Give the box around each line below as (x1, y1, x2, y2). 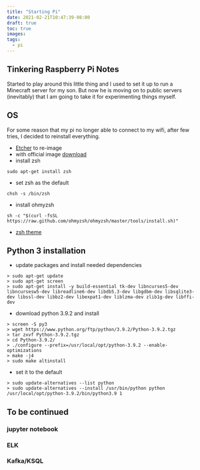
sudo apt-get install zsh (7, 168, 71, 174)
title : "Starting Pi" (7, 8, 61, 15)
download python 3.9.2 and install (15, 310, 99, 317)
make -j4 (12, 353, 34, 359)
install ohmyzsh (15, 201, 54, 208)
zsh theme (15, 228, 42, 235)
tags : (7, 37, 20, 43)
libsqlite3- (165, 289, 195, 295)
